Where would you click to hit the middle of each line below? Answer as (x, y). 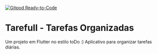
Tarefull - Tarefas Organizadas (70, 28)
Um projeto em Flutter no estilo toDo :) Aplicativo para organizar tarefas (78, 41)
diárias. (13, 47)
